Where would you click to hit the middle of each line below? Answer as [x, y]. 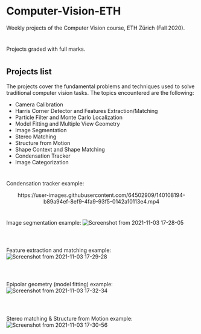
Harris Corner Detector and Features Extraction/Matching [86, 111]
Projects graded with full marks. [46, 49]
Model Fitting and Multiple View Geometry [67, 124]
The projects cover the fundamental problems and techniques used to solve [101, 86]
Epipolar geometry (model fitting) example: [59, 284]
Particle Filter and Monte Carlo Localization [69, 117]
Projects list [29, 72]
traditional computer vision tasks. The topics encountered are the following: [100, 92]
